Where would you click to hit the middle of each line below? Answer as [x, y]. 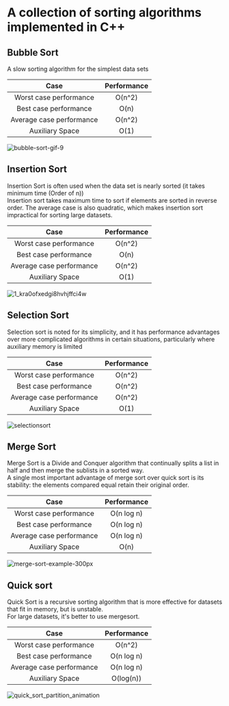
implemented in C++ [66, 27]
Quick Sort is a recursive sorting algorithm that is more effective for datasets [115, 602]
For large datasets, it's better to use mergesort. [73, 617]
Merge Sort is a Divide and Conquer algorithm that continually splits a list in [113, 463]
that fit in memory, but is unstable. [55, 609]
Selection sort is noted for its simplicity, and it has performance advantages [113, 332]
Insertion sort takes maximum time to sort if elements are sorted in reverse [112, 200]
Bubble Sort [33, 52]
